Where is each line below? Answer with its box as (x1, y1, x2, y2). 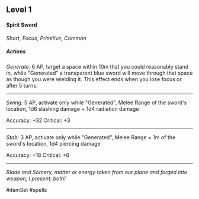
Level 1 (6, 5, 32, 15)
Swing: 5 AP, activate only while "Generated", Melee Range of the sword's (6, 99, 187, 106)
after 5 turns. (6, 82, 38, 89)
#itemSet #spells (6, 186, 47, 193)
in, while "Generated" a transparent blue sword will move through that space (6, 69, 193, 76)
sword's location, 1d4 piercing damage (6, 140, 101, 147)
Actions (6, 48, 26, 55)
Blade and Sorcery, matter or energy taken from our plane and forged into (6, 168, 188, 175)
